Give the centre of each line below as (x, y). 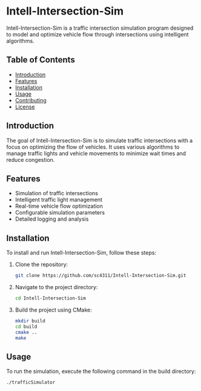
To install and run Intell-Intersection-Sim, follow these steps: (81, 253)
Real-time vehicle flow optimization (59, 206)
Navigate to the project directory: (56, 287)
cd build (26, 326)
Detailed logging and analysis (52, 219)
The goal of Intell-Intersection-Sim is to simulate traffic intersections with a (100, 140)
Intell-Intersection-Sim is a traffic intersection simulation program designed (100, 28)
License (25, 107)
